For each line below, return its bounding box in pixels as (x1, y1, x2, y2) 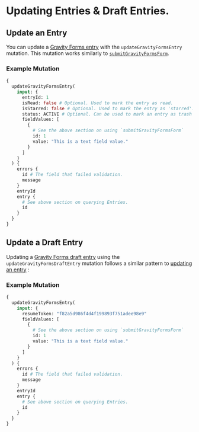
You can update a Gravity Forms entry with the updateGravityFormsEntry (6, 43, 182, 50)
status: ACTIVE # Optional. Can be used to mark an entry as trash (21, 111, 192, 117)
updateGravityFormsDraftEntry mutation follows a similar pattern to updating (6, 260, 192, 267)
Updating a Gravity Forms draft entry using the (6, 253, 120, 260)
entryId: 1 (21, 94, 49, 100)
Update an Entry (6, 28, 68, 38)
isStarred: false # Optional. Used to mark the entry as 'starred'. (21, 105, 195, 111)
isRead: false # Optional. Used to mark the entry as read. (21, 100, 174, 106)
